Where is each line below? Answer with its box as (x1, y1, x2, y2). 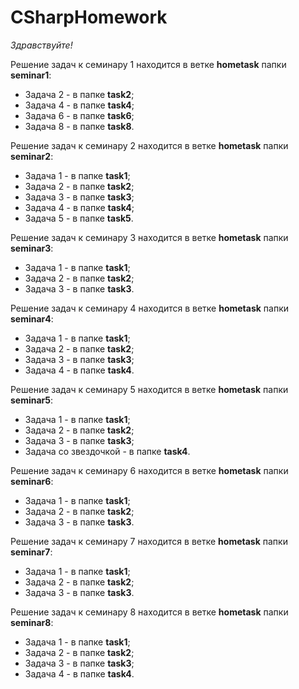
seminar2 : (10, 150, 54, 162)
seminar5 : (10, 394, 54, 406)
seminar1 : (10, 69, 52, 81)
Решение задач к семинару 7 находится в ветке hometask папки (10, 535, 288, 547)
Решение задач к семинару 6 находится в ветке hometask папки (10, 464, 289, 476)
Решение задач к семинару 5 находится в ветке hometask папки (10, 383, 289, 395)
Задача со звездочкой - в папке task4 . (24, 445, 191, 457)
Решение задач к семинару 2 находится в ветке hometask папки (10, 139, 289, 151)
